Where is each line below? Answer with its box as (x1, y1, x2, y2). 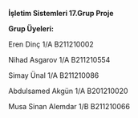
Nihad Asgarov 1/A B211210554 (8, 55, 111, 64)
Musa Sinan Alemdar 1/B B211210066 (8, 102, 131, 111)
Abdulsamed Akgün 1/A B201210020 (8, 86, 128, 96)
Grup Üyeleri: (8, 24, 55, 33)
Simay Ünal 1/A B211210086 (8, 71, 99, 80)
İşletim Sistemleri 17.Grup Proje (8, 9, 114, 18)
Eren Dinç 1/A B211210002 (8, 39, 94, 49)
